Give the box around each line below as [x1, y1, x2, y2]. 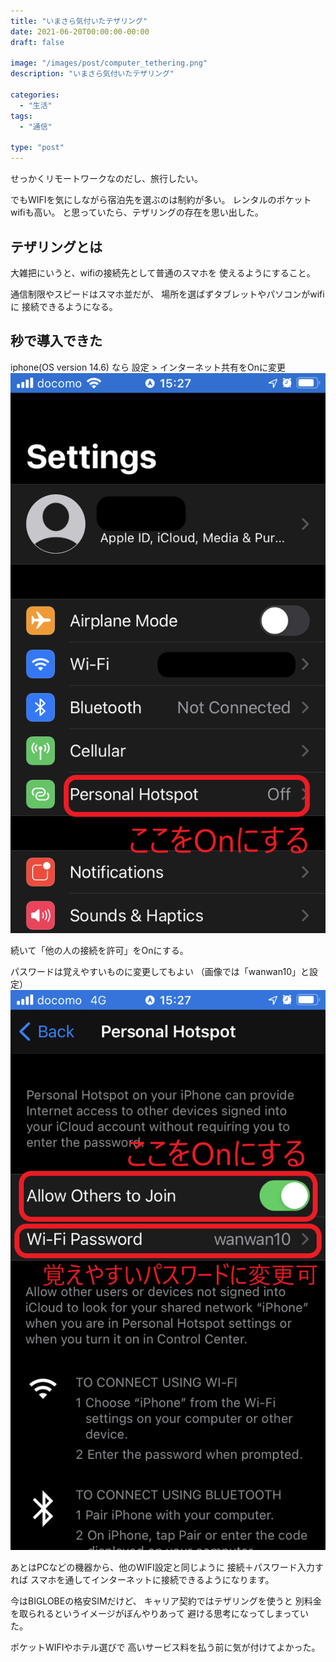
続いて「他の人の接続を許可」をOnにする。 [10, 944, 189, 956]
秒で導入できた [10, 333, 103, 350]
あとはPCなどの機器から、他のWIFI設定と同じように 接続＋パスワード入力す [10, 1561, 324, 1573]
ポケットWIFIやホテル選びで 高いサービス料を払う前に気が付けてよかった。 [10, 1641, 321, 1653]
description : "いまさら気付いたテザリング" [10, 69, 175, 79]
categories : [10, 90, 60, 100]
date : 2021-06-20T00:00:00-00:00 [10, 26, 150, 37]
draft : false [10, 37, 65, 47]
